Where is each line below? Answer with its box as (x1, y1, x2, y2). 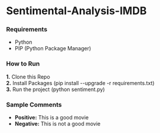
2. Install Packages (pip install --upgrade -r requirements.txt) (6, 79, 155, 86)
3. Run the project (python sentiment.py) (6, 86, 105, 93)
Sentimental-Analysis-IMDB (6, 4, 147, 18)
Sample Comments (6, 100, 62, 109)
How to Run (6, 60, 40, 68)
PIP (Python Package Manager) (14, 45, 92, 52)
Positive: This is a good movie (14, 114, 89, 121)
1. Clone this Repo (6, 73, 50, 80)
